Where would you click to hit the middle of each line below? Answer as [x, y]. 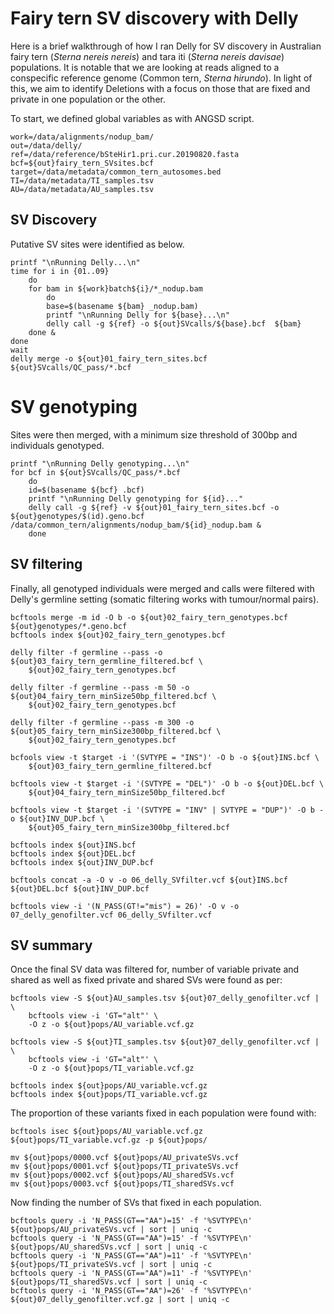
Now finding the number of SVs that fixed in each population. [136, 1203]
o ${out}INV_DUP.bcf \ [57, 818]
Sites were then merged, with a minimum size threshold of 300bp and [154, 434]
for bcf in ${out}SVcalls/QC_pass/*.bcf [96, 472]
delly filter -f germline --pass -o [86, 652]
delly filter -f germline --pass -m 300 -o [102, 722]
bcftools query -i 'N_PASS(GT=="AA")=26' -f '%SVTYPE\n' [131, 1291]
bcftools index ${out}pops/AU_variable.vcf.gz [109, 1086]
